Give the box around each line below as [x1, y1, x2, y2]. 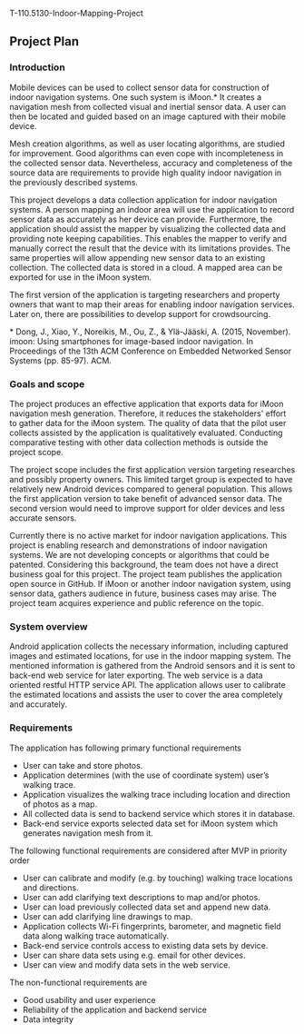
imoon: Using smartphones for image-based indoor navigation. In [9, 335, 254, 346]
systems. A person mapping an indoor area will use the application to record [9, 204, 295, 214]
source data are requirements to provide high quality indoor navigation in [9, 167, 282, 178]
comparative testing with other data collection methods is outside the [9, 436, 269, 448]
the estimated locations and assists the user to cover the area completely [9, 690, 283, 701]
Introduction [9, 61, 65, 74]
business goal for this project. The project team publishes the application [9, 568, 283, 580]
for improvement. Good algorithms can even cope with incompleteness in [9, 147, 284, 158]
